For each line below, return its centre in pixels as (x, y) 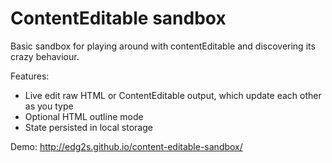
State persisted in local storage (88, 127)
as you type (49, 106)
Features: (30, 76)
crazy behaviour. (45, 56)
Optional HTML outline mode (84, 116)
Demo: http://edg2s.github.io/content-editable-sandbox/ (126, 146)
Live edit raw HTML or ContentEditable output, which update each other (173, 95)
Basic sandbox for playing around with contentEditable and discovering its (163, 46)
